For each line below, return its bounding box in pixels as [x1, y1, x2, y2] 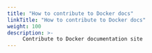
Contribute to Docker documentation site [22, 36, 143, 43]
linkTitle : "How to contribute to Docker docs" [7, 17, 146, 23]
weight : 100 [7, 23, 41, 30]
